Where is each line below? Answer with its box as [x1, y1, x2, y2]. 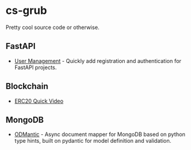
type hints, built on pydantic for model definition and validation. [14, 137, 172, 145]
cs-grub [5, 4, 48, 18]
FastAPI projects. [14, 64, 57, 71]
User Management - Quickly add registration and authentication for [14, 57, 182, 64]
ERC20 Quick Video [14, 97, 64, 105]
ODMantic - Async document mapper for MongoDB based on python [14, 131, 186, 138]
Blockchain [5, 81, 49, 91]
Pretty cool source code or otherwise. [5, 24, 100, 31]
